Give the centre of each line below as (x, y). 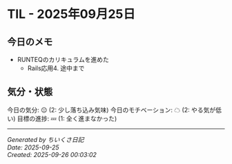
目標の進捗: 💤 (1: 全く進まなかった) (67, 119)
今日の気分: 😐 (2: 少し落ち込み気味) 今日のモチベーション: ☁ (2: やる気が (112, 110)
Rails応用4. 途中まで (56, 68)
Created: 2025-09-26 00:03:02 (52, 154)
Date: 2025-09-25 (33, 147)
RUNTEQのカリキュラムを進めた (63, 60)
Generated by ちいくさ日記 (46, 139)
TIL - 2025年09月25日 (71, 14)
